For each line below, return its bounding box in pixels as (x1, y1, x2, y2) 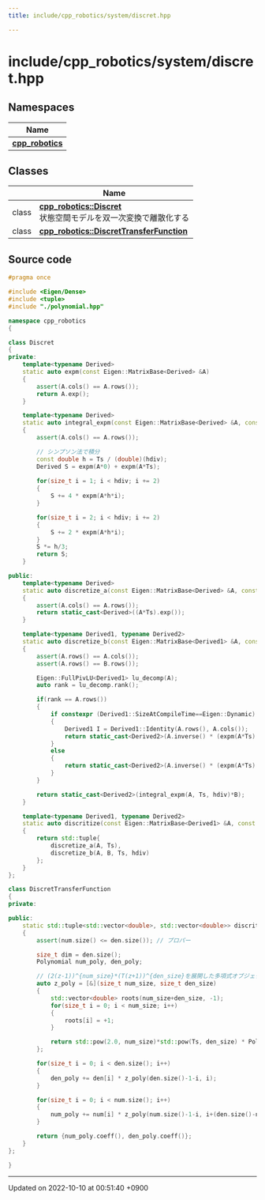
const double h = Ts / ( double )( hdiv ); (36, 455, 168, 463)
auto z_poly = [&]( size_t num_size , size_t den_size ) (36, 979, 217, 988)
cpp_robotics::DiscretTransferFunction (39, 226, 188, 237)
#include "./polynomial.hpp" (8, 302, 104, 311)
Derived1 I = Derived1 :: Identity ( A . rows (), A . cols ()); (64, 725, 248, 733)
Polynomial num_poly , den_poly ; (36, 958, 144, 966)
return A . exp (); (36, 390, 90, 398)
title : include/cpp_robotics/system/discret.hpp (8, 11, 171, 20)
